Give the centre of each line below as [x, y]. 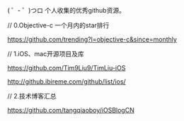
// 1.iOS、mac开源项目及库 [46, 54]
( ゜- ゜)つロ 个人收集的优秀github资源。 [67, 10]
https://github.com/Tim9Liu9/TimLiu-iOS [67, 68]
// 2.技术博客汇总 [32, 96]
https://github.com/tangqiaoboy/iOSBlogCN [71, 110]
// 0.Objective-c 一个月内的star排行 [58, 25]
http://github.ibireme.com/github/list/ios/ [67, 82]
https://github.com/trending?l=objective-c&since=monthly [92, 39]
